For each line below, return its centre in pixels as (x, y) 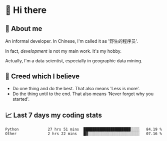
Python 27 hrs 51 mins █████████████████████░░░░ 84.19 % (84, 129)
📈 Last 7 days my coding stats (54, 115)
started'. (21, 99)
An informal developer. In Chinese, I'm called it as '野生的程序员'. (72, 41)
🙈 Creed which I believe (42, 76)
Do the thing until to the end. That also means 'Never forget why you (83, 94)
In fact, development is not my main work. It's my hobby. (63, 51)
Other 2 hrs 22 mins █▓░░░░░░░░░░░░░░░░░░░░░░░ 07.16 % (84, 134)
